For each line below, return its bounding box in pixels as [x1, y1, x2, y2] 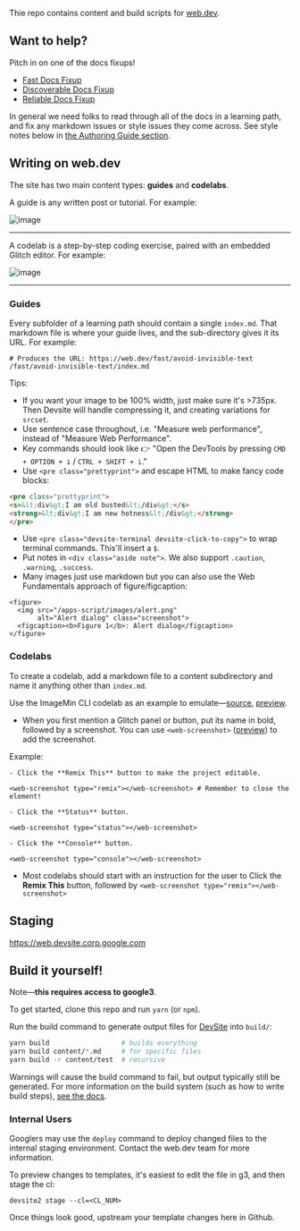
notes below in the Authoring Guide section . [9, 130, 171, 140]
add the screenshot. [21, 734, 96, 744]
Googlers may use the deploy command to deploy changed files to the [9, 1133, 268, 1144]
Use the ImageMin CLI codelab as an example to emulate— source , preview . [9, 697, 287, 708]
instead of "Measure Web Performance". [21, 433, 172, 444]
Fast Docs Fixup [21, 74, 82, 85]
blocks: [21, 474, 50, 486]
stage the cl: [9, 1179, 55, 1190]
